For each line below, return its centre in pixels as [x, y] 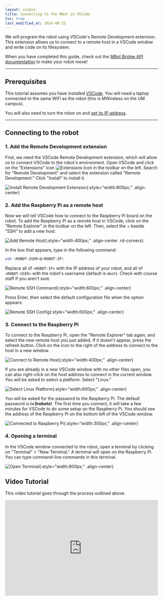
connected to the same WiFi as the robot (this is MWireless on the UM [75, 99]
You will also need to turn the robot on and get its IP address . [66, 113]
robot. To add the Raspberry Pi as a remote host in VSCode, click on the [77, 221]
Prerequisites [26, 81]
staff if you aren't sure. [28, 278]
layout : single [20, 9]
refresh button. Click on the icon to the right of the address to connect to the [81, 345]
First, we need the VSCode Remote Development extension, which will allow [81, 157]
